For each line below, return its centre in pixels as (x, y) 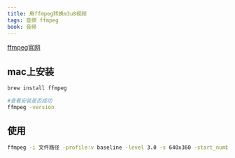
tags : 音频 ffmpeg (33, 20)
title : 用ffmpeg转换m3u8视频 (47, 14)
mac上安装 (31, 72)
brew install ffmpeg (37, 88)
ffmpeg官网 (24, 48)
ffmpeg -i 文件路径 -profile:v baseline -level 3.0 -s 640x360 (99, 148)
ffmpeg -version (31, 107)
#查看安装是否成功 (30, 101)
